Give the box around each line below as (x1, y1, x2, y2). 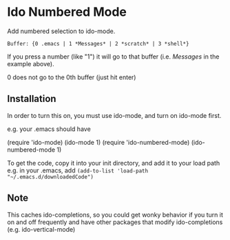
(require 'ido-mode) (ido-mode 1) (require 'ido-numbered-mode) (7, 138, 190, 146)
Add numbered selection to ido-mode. (7, 27, 116, 35)
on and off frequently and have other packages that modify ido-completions (7, 218, 223, 226)
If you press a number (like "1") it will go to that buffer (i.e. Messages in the (7, 52, 220, 61)
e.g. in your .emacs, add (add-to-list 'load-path (7, 166, 149, 174)
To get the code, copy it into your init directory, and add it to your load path (7, 159, 220, 167)
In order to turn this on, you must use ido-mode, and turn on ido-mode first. (7, 111, 222, 119)
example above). (7, 59, 54, 68)
